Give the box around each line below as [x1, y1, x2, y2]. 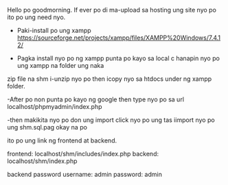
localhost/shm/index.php [7, 157, 78, 165]
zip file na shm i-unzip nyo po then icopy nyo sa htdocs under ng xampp [7, 75, 212, 83]
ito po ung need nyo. [7, 13, 66, 21]
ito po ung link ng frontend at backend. [7, 136, 117, 145]
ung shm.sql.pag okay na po [7, 123, 88, 131]
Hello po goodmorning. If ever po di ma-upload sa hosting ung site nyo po [7, 6, 216, 14]
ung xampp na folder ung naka [16, 62, 104, 69]
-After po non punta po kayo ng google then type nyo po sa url [7, 95, 184, 103]
